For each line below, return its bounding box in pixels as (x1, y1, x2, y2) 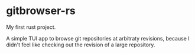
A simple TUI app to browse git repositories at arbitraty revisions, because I (6, 35, 190, 42)
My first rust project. (6, 23, 56, 31)
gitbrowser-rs (6, 4, 76, 18)
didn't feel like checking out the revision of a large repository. (6, 41, 155, 48)
